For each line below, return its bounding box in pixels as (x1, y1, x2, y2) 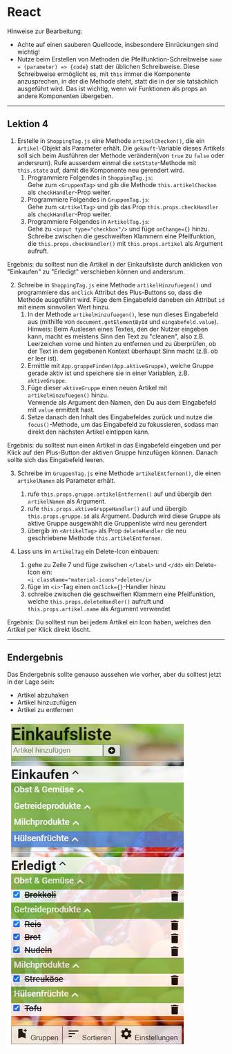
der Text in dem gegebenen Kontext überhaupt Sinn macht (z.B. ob (27, 347, 219, 355)
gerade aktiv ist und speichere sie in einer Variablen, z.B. (27, 369, 190, 377)
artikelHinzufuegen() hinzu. (27, 391, 109, 399)
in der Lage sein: (7, 678, 55, 686)
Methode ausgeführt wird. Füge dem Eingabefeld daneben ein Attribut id (17, 295, 225, 304)
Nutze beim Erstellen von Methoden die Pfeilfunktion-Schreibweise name (17, 55, 222, 63)
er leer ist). (27, 354, 59, 363)
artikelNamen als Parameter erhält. (17, 476, 116, 484)
